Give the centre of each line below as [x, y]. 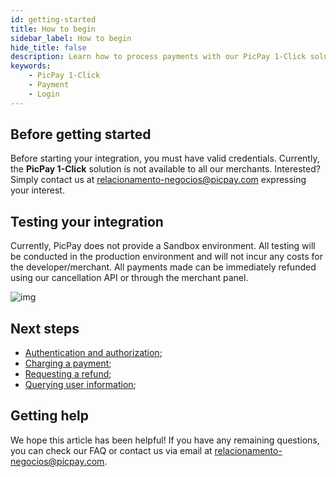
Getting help [49, 416]
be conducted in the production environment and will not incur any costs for [166, 257]
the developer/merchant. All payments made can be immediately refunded [163, 267]
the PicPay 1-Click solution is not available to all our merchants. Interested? [165, 169]
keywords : [31, 66]
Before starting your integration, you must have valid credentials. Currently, [165, 158]
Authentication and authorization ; [93, 353]
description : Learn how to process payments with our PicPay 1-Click [158, 57]
